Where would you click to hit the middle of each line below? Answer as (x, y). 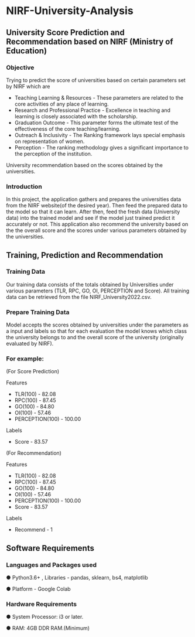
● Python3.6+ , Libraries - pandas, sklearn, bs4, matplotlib (77, 578)
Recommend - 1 (33, 530)
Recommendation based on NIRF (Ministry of (90, 41)
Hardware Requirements (42, 604)
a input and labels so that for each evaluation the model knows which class (97, 331)
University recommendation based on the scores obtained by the (84, 165)
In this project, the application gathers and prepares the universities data (94, 199)
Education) (27, 51)
